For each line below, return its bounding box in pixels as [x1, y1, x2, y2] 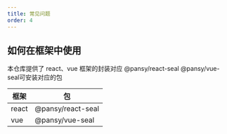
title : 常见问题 [7, 10, 51, 18]
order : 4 [7, 17, 33, 24]
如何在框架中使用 [7, 44, 82, 56]
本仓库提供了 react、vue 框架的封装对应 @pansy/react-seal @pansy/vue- [7, 65, 220, 73]
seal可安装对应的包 [7, 73, 63, 81]
